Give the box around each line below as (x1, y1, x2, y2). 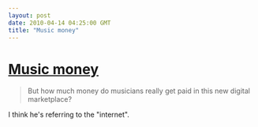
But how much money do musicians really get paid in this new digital (27, 86, 251, 95)
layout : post (8, 11, 51, 20)
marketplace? (27, 95, 73, 104)
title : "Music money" (8, 26, 80, 34)
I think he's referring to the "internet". (8, 110, 130, 119)
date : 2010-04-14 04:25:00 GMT (8, 19, 111, 27)
